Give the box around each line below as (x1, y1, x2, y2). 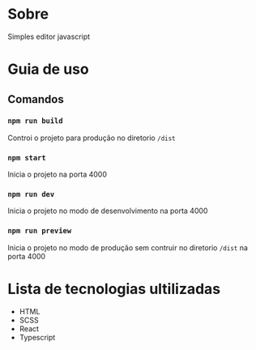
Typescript (19, 332, 56, 342)
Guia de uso (7, 60, 90, 79)
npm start (7, 153, 46, 162)
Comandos (7, 92, 64, 106)
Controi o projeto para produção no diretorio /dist (7, 133, 176, 143)
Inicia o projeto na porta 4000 (7, 169, 107, 179)
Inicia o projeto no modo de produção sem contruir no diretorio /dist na (7, 242, 249, 252)
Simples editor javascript (7, 32, 91, 41)
